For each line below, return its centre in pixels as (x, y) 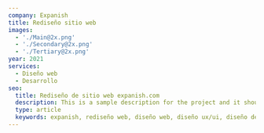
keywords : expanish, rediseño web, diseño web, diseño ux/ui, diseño (131, 117)
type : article (38, 110)
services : (24, 66)
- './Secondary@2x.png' (54, 45)
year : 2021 (26, 59)
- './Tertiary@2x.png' (52, 52)
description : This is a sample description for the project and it (128, 102)
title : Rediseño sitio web (52, 23)
